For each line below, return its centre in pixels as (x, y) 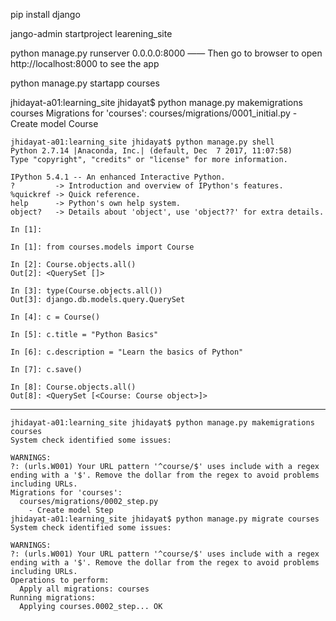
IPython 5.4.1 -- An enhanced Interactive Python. (118, 177)
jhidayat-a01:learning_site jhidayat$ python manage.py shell (142, 142)
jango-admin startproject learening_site (91, 33)
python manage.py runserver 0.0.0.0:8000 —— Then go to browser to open (166, 53)
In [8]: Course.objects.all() (73, 387)
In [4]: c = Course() (55, 317)
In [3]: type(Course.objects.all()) (86, 291)
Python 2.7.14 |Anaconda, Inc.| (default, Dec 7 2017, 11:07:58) (151, 151)
